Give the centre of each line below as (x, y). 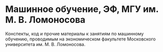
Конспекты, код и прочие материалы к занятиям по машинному (74, 33)
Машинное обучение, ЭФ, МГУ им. (82, 9)
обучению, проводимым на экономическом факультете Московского (80, 39)
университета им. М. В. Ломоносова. (45, 44)
